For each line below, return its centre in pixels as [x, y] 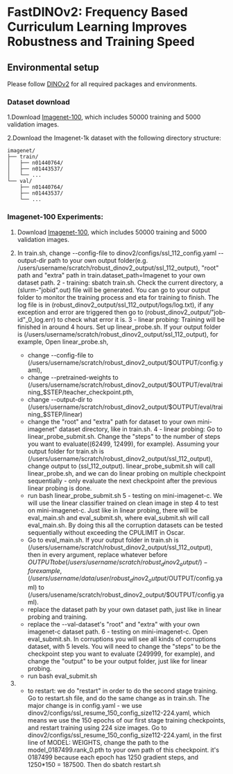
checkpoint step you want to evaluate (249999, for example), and [121, 654]
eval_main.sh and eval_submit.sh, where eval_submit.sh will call [118, 517]
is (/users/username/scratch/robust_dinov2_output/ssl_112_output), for [118, 334]
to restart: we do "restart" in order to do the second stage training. [122, 691]
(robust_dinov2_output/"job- [185, 312]
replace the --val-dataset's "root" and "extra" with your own [113, 624]
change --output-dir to [60, 399]
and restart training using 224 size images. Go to [97, 728]
